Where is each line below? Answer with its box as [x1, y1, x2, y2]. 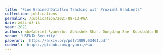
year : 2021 [5, 25, 27, 30]
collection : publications [5, 11, 57, 16]
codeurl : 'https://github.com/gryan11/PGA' [5, 43, 95, 47]
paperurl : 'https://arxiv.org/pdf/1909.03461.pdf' [5, 38, 110, 43]
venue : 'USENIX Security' [5, 34, 57, 39]
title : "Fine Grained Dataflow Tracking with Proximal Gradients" [5, 7, 142, 12]
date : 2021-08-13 [5, 20, 40, 25]
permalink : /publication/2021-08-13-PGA [5, 16, 88, 21]
